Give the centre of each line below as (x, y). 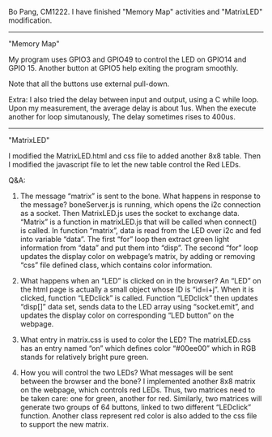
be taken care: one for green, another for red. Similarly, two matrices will (141, 398)
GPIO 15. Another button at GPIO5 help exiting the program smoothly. (123, 68)
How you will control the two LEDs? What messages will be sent (126, 372)
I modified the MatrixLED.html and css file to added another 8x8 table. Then (135, 156)
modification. (30, 20)
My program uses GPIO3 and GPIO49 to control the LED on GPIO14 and (127, 59)
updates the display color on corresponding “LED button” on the (127, 315)
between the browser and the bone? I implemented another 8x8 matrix (138, 381)
